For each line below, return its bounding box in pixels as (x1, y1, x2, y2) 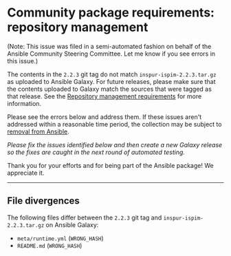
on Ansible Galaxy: (45, 220, 99, 228)
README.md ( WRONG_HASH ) (16, 241, 82, 249)
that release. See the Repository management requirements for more (7, 92, 202, 100)
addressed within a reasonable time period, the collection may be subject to (7, 120, 222, 128)
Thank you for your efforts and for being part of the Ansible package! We (7, 161, 214, 169)
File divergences (7, 195, 80, 207)
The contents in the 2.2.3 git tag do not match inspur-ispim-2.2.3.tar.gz (7, 70, 217, 78)
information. (7, 99, 42, 107)
